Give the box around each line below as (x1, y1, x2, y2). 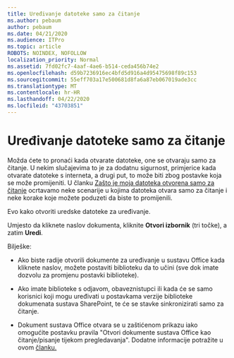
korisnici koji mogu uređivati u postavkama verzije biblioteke (17, 292, 193, 300)
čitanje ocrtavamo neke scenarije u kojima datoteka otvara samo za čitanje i (7, 186, 228, 194)
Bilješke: (7, 241, 32, 251)
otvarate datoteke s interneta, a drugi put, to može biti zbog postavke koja (7, 171, 222, 179)
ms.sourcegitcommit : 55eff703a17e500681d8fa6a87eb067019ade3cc (7, 76, 197, 83)
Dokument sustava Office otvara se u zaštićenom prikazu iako (17, 321, 198, 329)
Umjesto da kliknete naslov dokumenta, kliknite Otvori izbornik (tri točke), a (7, 220, 228, 229)
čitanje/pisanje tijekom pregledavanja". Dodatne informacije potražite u (17, 335, 223, 344)
